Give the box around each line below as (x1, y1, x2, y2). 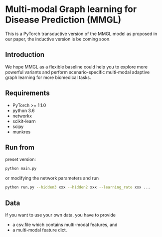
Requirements (5, 89, 50, 97)
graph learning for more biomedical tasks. (5, 74, 91, 80)
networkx (12, 112, 32, 118)
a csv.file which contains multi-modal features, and (12, 221, 118, 227)
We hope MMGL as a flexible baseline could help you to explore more (5, 63, 148, 69)
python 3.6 (12, 107, 35, 113)
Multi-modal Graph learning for (5, 3, 137, 15)
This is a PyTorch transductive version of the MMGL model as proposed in (5, 30, 158, 36)
